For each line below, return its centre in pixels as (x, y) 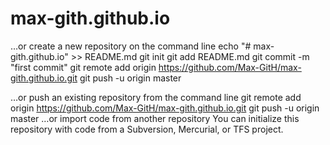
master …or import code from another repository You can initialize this (155, 118)
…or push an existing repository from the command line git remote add (156, 97)
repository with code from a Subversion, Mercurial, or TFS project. (147, 129)
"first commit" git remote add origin (83, 67)
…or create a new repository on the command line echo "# (131, 46)
